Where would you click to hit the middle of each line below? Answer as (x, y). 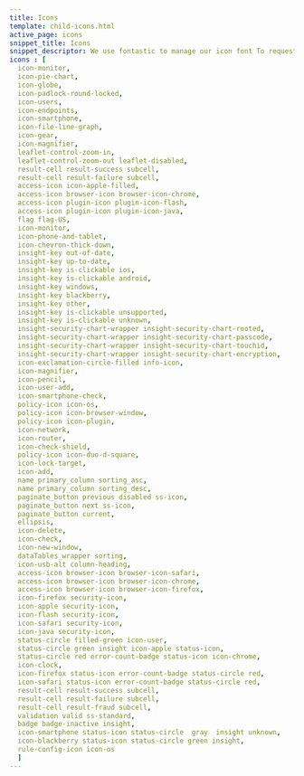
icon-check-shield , (54, 447)
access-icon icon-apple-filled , (79, 186)
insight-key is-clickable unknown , (85, 321)
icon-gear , (38, 136)
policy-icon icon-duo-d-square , (79, 455)
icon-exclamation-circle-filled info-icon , (100, 363)
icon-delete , (42, 531)
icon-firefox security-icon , (72, 598)
